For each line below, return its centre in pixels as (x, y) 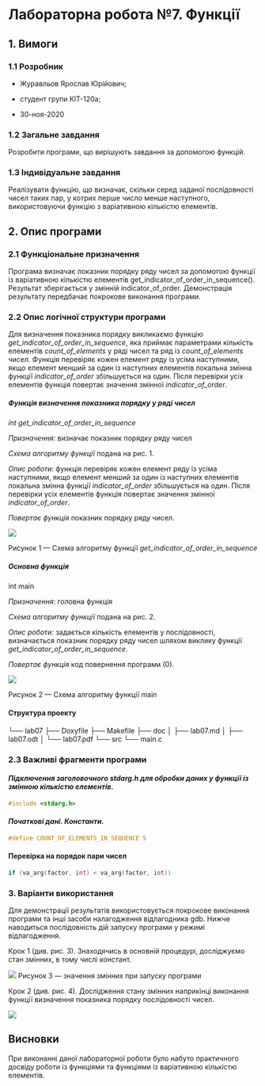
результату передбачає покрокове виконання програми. (105, 297)
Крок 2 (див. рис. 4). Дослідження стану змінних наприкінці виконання (129, 991)
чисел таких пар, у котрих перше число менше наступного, (109, 198)
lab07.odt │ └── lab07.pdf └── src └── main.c (85, 739)
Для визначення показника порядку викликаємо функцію (106, 334)
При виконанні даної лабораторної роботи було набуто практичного (123, 1058)
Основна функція (39, 566)
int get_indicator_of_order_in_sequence (72, 423)
